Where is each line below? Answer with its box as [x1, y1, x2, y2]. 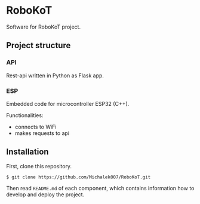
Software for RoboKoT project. [6, 23, 81, 30]
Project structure [6, 40, 71, 51]
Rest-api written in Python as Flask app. [6, 72, 104, 79]
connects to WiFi [14, 123, 57, 130]
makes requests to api [14, 129, 70, 137]
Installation [6, 147, 49, 157]
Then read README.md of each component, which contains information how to [6, 184, 195, 192]
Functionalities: [6, 111, 44, 119]
